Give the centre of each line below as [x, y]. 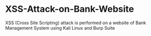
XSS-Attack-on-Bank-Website [70, 9]
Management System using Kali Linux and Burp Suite [60, 28]
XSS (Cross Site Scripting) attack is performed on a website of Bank [76, 23]
